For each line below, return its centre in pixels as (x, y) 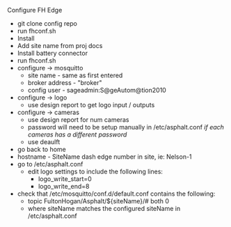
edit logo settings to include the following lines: (95, 171)
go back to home (41, 149)
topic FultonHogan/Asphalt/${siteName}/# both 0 (98, 201)
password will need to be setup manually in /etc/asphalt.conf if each (126, 127)
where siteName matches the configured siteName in (104, 209)
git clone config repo (47, 23)
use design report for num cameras (78, 120)
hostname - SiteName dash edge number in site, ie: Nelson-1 (105, 157)
